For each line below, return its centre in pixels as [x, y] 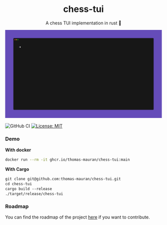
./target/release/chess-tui [34, 194]
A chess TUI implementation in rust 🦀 [83, 23]
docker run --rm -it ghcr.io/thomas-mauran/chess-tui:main [68, 160]
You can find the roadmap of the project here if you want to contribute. [78, 217]
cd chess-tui [19, 184]
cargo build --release [29, 189]
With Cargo [17, 169]
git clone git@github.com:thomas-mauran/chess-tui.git [63, 179]
